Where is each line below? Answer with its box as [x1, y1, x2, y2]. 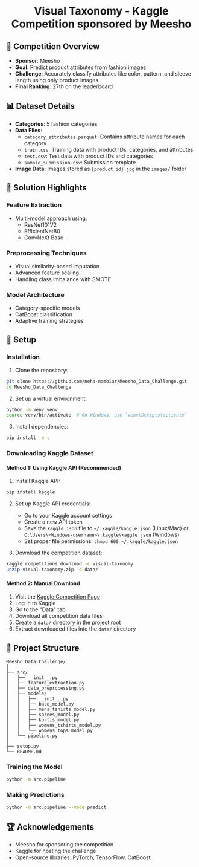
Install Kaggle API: [14, 478, 60, 485]
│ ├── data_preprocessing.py [6, 685, 85, 691]
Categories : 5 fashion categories [14, 120, 98, 128]
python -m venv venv [6, 406, 58, 412]
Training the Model [6, 762, 63, 771]
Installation [6, 352, 40, 361]
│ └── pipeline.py [6, 733, 58, 739]
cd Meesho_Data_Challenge [6, 384, 71, 390]
